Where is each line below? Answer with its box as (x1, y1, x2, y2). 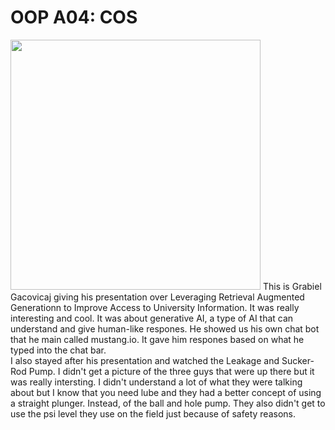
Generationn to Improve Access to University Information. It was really (10, 301, 300, 313)
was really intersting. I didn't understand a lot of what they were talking (10, 376, 303, 388)
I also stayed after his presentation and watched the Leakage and (10, 354, 280, 366)
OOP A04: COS (10, 6, 138, 29)
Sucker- (281, 354, 315, 366)
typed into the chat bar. (10, 344, 107, 356)
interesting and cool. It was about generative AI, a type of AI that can (10, 312, 294, 324)
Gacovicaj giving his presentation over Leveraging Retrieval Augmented (10, 291, 305, 303)
